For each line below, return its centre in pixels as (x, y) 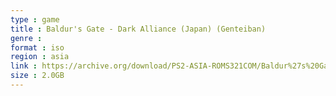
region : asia (40, 57)
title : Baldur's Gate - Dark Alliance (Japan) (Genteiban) (138, 29)
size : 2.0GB (37, 76)
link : (24, 66)
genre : (26, 38)
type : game (35, 19)
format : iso (37, 47)
